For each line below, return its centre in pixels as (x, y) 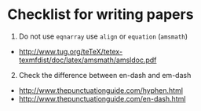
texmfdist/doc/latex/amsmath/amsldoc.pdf (88, 60)
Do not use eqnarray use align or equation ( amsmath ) (103, 36)
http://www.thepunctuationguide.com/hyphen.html (101, 90)
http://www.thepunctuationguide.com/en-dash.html (102, 98)
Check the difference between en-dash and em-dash (105, 75)
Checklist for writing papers (100, 15)
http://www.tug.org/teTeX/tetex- (71, 51)
